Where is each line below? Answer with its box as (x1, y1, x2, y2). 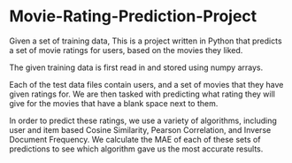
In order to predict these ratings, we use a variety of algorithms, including (9, 115, 277, 126)
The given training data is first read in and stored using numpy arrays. (9, 62, 264, 73)
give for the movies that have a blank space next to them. (9, 97, 219, 108)
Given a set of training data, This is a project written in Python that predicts (9, 35, 282, 46)
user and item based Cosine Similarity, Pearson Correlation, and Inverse (9, 124, 272, 135)
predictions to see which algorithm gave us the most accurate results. (9, 144, 264, 154)
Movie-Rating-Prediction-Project (9, 6, 257, 27)
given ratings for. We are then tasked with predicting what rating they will (9, 89, 276, 99)
